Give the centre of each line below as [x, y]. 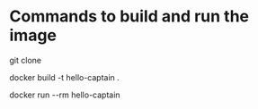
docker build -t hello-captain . [64, 77]
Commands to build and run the [129, 17]
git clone [26, 60]
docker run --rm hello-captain [65, 95]
